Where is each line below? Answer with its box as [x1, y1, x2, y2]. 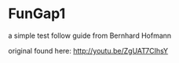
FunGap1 [8, 5, 66, 23]
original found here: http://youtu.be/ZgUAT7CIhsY [8, 46, 169, 55]
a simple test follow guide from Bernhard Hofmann [8, 31, 172, 40]
